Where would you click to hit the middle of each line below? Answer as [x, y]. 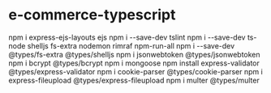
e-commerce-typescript [92, 15]
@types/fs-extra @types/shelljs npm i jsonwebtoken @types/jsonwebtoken [135, 54]
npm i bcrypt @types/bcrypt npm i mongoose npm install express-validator [134, 63]
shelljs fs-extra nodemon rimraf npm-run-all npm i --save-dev [131, 45]
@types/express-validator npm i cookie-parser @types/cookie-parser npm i [136, 71]
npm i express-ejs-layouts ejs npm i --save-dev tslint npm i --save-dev [127, 37]
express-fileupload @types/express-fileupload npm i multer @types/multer [134, 80]
